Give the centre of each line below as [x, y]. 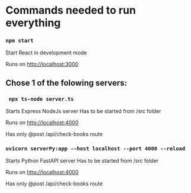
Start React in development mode [46, 53]
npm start [20, 41]
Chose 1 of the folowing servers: [67, 83]
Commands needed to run [71, 10]
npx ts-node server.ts [41, 99]
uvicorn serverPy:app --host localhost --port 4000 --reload [96, 149]
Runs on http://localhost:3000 [42, 64]
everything [33, 23]
